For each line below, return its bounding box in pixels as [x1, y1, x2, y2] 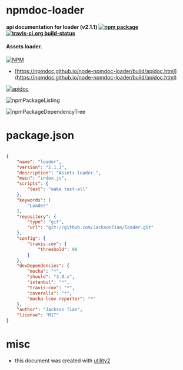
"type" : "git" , [27, 219, 65, 225]
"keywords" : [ [16, 197, 51, 203]
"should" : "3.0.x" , [27, 274, 75, 280]
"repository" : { [16, 213, 57, 220]
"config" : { [16, 236, 46, 242]
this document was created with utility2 [14, 357, 111, 364]
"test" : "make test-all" [27, 186, 88, 192]
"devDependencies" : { [16, 263, 69, 269]
